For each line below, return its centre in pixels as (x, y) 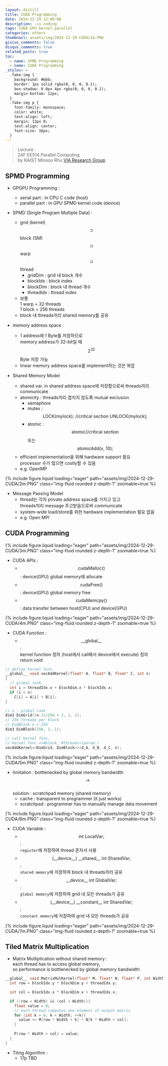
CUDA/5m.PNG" (22, 762)
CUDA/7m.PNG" (22, 931)
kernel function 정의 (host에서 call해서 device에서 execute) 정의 (84, 654)
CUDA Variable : (29, 828)
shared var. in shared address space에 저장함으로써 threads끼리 (84, 386)
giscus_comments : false (30, 43)
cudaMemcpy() (91, 600)
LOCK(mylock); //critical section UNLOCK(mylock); (95, 416)
